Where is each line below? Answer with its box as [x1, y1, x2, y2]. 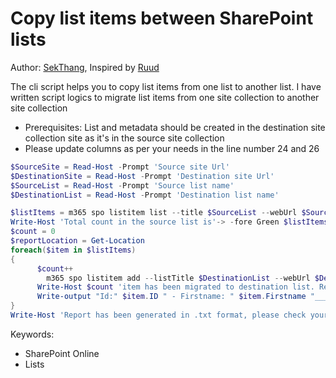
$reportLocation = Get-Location [10, 236, 145, 246]
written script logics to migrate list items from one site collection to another [10, 91, 320, 103]
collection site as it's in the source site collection [24, 132, 225, 144]
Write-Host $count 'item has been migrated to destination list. [36, 282, 315, 292]
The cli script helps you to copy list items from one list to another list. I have [10, 80, 322, 92]
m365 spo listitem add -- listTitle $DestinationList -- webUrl [46, 273, 311, 283]
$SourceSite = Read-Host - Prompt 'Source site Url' [10, 162, 230, 172]
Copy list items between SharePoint [10, 7, 314, 30]
